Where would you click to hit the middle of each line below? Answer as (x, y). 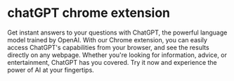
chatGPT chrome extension (89, 13)
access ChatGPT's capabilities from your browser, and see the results (108, 47)
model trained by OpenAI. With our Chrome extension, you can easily (107, 39)
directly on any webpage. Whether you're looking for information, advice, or (117, 55)
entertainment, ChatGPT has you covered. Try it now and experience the (112, 62)
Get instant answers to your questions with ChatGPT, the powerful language (117, 32)
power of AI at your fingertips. (51, 70)
